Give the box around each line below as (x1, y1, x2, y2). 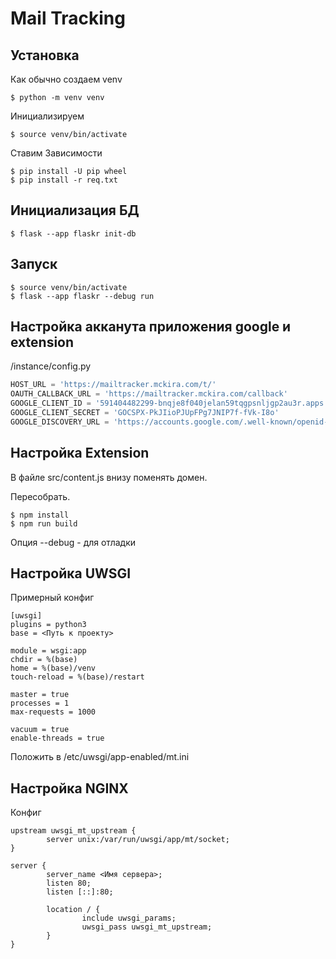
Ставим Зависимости (10, 147, 103, 159)
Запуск (10, 256, 58, 273)
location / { (46, 905, 101, 915)
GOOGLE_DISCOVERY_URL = (10, 417, 110, 427)
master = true (10, 690, 70, 700)
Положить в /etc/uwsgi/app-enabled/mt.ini (10, 751, 190, 763)
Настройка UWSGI (10, 565, 132, 582)
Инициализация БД (10, 202, 140, 219)
